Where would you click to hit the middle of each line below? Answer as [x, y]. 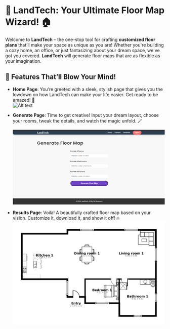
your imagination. [23, 61]
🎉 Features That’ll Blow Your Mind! [61, 77]
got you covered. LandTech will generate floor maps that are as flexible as [83, 56]
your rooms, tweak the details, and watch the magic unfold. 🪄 [77, 120]
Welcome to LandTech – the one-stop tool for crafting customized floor [80, 39]
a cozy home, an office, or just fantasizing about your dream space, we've [83, 50]
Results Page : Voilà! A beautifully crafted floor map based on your [81, 213]
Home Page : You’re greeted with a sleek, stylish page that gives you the [88, 89]
